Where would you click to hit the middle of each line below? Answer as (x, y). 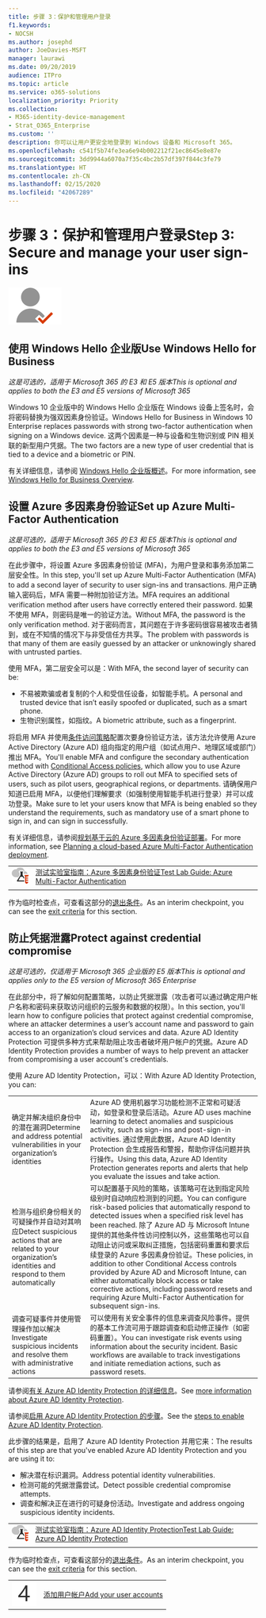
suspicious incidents (45, 1346)
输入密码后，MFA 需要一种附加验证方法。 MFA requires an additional (119, 595)
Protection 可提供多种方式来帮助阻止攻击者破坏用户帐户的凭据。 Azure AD (128, 1042)
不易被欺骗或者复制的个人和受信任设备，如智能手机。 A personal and (131, 693)
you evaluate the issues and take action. (155, 1176)
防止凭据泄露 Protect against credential (105, 938)
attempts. (35, 1493)
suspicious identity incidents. (67, 1512)
